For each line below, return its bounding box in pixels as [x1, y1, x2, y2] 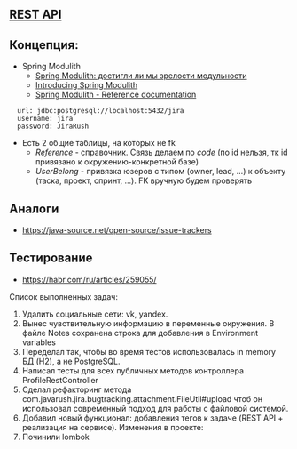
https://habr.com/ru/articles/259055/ [21, 274, 157, 285]
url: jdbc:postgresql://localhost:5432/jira [17, 107, 184, 116]
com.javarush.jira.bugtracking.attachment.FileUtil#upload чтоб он [21, 393, 263, 404]
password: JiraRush [17, 122, 90, 132]
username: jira [17, 115, 74, 124]
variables [21, 337, 56, 348]
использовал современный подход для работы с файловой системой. [21, 403, 289, 413]
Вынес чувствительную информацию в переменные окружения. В [21, 317, 275, 328]
